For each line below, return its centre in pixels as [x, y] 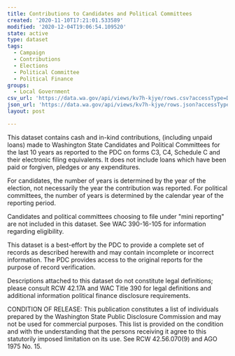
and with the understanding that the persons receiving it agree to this [107, 331]
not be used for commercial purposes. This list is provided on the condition [115, 324]
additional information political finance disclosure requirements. [99, 295]
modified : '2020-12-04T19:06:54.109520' [67, 27]
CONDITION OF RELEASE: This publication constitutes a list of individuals [113, 309]
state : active [28, 33]
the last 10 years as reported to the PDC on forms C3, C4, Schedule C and [114, 152]
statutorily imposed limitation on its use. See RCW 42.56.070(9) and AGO [113, 339]
